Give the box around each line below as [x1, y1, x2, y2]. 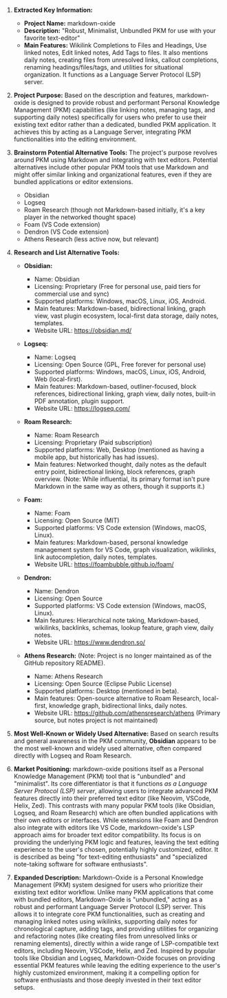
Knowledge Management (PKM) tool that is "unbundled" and [13, 772, 186, 780]
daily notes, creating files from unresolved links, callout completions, [23, 56, 219, 64]
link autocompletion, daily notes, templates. [34, 553, 158, 561]
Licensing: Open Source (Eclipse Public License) [34, 680, 172, 688]
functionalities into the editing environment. [13, 135, 138, 143]
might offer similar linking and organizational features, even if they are [13, 170, 212, 179]
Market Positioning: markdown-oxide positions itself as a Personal [13, 765, 204, 773]
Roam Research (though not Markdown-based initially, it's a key [23, 206, 205, 214]
